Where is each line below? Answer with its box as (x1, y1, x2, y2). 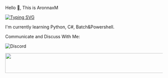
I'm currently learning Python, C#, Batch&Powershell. (5, 24, 115, 30)
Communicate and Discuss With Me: (5, 34, 80, 39)
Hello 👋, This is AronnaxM (5, 5, 58, 10)
